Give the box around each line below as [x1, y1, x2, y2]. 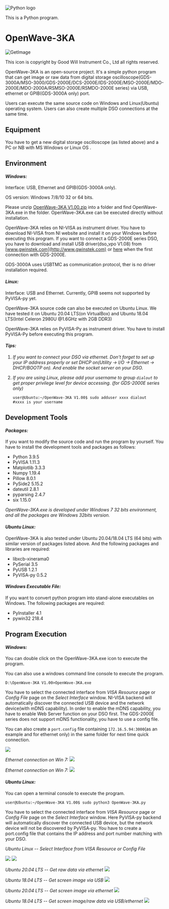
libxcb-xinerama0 [12, 556, 50, 562]
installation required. [5, 267, 48, 273]
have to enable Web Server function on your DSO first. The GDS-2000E [5, 711, 154, 717]
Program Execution [5, 630, 67, 639]
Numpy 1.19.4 [12, 470, 40, 476]
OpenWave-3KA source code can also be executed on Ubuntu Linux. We [5, 305, 157, 311]
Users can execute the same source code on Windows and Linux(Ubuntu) [5, 100, 159, 106]
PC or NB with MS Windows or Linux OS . [5, 144, 92, 151]
